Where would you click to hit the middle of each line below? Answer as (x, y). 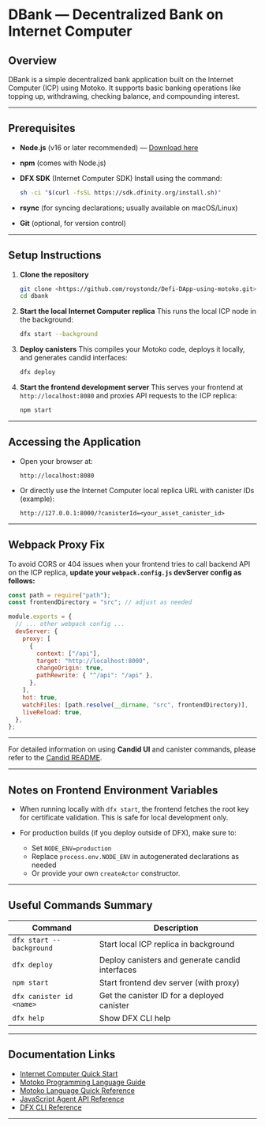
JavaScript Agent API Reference (72, 1099)
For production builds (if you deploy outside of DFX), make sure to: (128, 833)
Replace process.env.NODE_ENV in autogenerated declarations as (135, 857)
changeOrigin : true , (70, 668)
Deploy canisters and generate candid (170, 959)
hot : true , (40, 697)
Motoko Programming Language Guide (82, 1082)
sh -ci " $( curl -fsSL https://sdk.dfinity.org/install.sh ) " (120, 192)
